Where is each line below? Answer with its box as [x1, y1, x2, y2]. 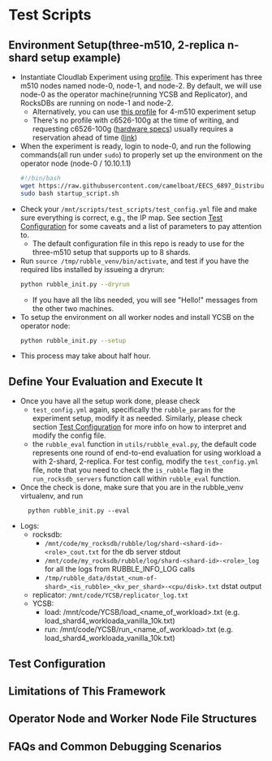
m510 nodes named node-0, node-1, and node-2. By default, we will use [19, 81, 262, 90]
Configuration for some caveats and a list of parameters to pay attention [19, 221, 262, 231]
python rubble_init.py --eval [28, 507, 130, 515]
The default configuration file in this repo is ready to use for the [32, 238, 245, 249]
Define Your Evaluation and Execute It [8, 374, 203, 388]
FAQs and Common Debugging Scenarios [8, 739, 222, 753]
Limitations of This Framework [8, 684, 166, 698]
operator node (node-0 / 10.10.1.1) [19, 158, 132, 168]
